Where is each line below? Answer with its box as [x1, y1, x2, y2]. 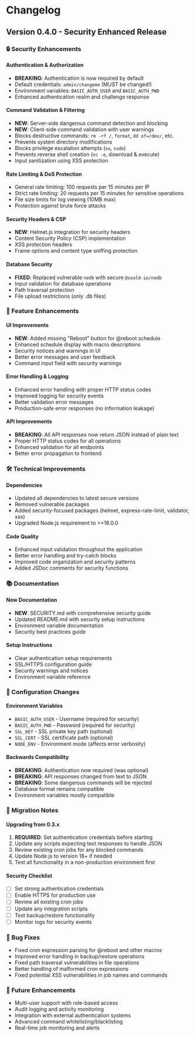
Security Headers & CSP [6, 215, 66, 223]
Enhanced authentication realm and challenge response [14, 93, 149, 100]
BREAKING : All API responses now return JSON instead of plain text [14, 431, 179, 438]
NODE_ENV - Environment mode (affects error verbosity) [14, 740, 146, 747]
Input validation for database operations [14, 280, 111, 287]
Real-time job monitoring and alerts [14, 1024, 100, 1032]
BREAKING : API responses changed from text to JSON [14, 773, 147, 780]
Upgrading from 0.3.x [6, 821, 60, 828]
